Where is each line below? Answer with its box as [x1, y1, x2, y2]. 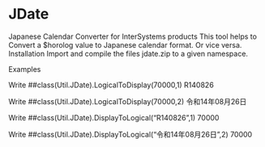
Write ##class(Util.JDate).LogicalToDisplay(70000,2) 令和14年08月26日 [8, 96, 247, 106]
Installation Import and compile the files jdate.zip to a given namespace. [8, 48, 249, 58]
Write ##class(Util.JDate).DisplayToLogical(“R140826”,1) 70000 [8, 112, 220, 122]
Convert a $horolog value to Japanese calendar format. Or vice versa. [8, 40, 242, 49]
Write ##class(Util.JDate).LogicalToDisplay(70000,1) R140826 [8, 80, 215, 90]
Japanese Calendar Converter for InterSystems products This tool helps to [8, 31, 258, 41]
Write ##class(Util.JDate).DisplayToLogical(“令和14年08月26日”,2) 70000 [8, 129, 253, 139]
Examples [8, 64, 41, 73]
